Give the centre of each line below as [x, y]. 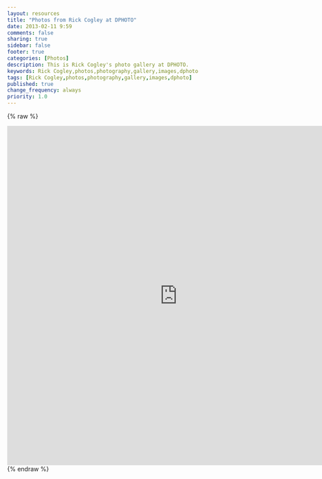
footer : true [26, 52]
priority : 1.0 [28, 97]
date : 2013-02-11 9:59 [40, 26]
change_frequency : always [44, 90]
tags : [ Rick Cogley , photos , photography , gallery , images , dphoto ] [100, 77]
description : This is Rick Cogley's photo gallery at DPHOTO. [98, 65]
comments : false [30, 33]
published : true [30, 84]
